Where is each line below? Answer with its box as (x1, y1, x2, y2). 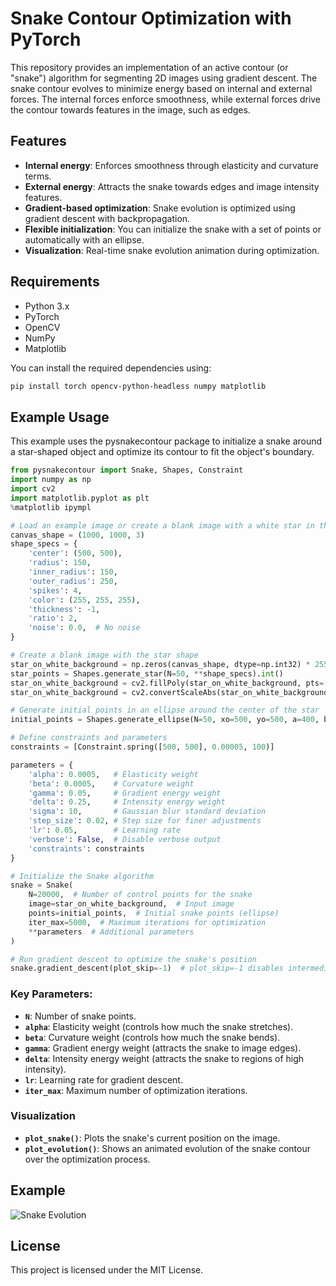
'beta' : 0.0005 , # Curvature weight (28, 778, 195, 789)
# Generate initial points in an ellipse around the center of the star (10, 705, 320, 716)
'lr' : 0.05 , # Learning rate (28, 825, 182, 835)
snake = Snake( (10, 880, 74, 891)
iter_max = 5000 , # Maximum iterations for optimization (28, 917, 267, 927)
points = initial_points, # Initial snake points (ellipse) (28, 908, 280, 918)
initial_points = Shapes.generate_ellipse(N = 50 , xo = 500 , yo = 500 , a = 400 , (10, 715, 320, 725)
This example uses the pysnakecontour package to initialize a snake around (10, 435, 323, 447)
